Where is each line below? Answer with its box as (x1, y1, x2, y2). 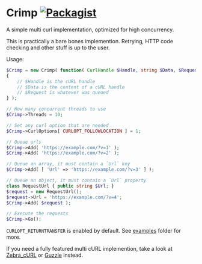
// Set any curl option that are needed (6, 122, 109, 129)
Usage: (6, 55, 24, 63)
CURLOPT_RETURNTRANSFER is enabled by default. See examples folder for (6, 227, 182, 235)
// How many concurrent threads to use (6, 106, 106, 112)
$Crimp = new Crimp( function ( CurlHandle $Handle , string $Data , (6, 67, 176, 73)
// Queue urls (6, 139, 42, 145)
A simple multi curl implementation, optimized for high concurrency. (6, 26, 174, 33)
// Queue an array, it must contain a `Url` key (6, 161, 130, 167)
